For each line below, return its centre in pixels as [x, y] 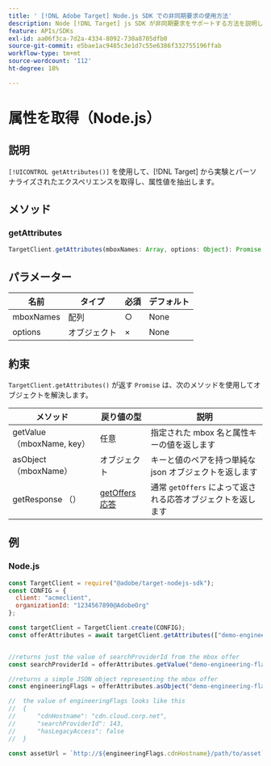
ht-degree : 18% [34, 69]
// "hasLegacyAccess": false [67, 731]
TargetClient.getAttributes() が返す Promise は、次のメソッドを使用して [131, 384]
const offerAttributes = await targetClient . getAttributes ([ [113, 635]
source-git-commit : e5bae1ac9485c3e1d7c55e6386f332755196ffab [115, 46]
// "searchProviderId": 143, [67, 724]
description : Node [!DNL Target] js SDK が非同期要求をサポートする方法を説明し [136, 23]
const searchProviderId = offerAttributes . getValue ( [99, 664]
